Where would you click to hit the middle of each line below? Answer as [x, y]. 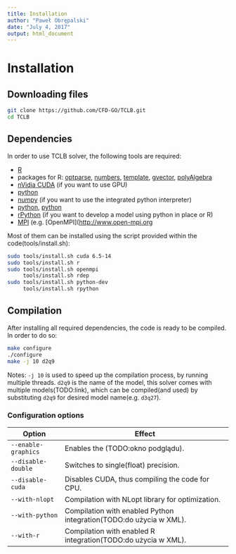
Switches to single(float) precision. [122, 464]
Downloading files [48, 94]
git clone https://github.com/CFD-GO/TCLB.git [77, 111]
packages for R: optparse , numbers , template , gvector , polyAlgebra [115, 177]
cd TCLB [19, 117]
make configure [29, 348]
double [22, 468]
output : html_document [40, 33]
